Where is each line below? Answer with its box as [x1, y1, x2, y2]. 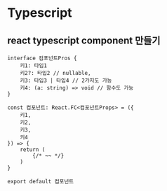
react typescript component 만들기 [7, 34, 161, 46]
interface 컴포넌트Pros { [7, 55, 77, 62]
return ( [20, 146, 46, 153]
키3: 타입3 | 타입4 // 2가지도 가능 [20, 77, 112, 84]
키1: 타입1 [20, 62, 48, 69]
